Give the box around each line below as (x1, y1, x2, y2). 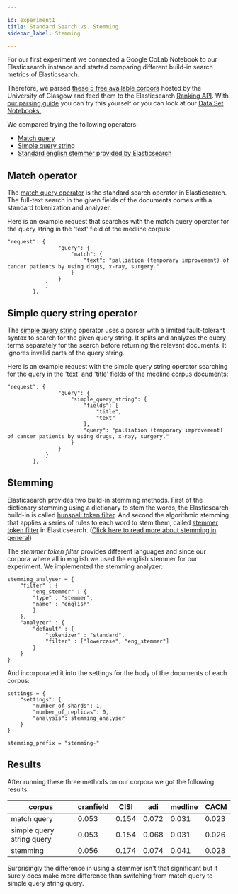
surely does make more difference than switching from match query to (7, 871, 213, 880)
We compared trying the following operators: (7, 120, 138, 129)
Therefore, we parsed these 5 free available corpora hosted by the (7, 84, 202, 93)
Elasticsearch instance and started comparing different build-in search (7, 63, 214, 71)
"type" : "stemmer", (33, 594, 93, 602)
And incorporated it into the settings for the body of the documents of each (7, 668, 227, 677)
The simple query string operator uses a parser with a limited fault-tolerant (7, 326, 225, 334)
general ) (7, 533, 32, 541)
